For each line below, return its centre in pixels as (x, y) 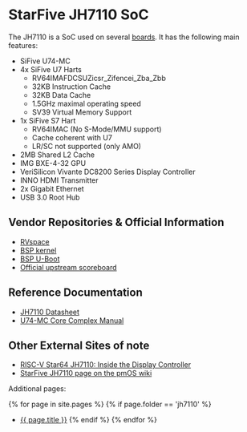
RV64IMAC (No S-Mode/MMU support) (97, 129)
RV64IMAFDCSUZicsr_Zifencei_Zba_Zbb (99, 78)
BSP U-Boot (40, 259)
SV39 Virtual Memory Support (82, 112)
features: (23, 45)
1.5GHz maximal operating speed (87, 103)
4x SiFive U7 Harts (51, 69)
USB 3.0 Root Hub (50, 197)
